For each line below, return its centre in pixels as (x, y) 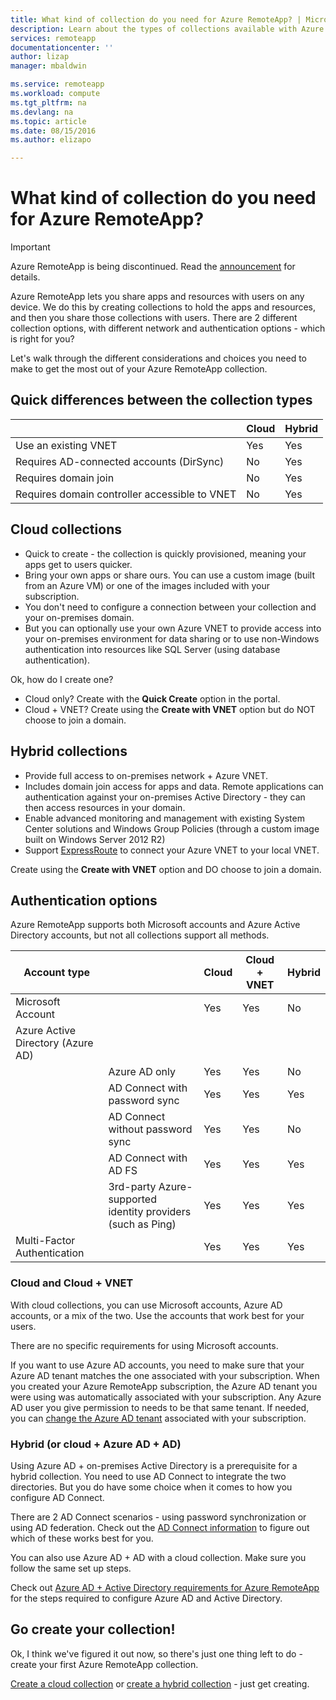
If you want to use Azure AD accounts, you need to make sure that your (157, 1365)
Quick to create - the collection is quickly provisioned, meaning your (165, 553)
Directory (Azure (54, 1043)
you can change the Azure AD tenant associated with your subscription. (158, 1418)
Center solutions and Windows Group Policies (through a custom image (172, 828)
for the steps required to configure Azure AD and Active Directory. (146, 1598)
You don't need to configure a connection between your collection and (170, 607)
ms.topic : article (48, 121)
